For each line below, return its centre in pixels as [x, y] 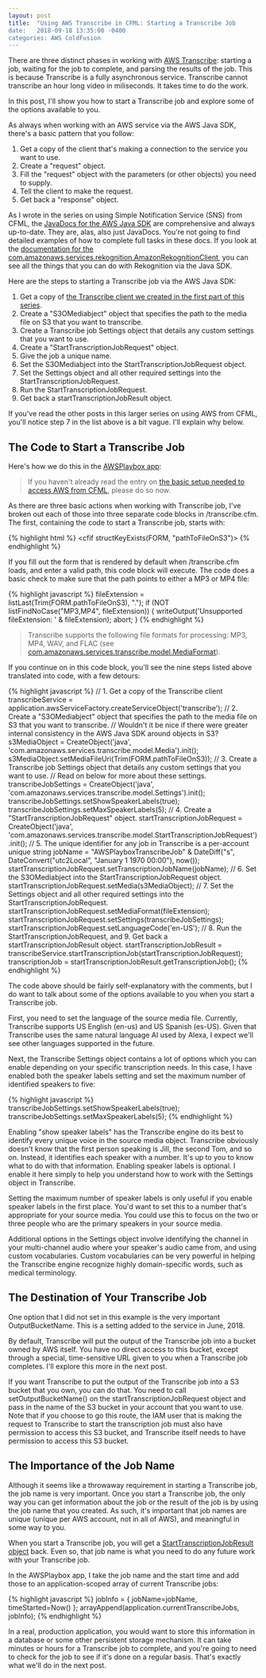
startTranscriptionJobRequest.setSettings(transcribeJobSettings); [116, 919]
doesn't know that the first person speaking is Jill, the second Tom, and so [130, 1149]
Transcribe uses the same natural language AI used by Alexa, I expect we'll [131, 1035]
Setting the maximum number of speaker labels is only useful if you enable [130, 1198]
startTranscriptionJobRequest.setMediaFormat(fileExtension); [109, 911]
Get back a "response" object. [69, 200]
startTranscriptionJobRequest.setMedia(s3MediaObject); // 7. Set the [121, 886]
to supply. [36, 183]
